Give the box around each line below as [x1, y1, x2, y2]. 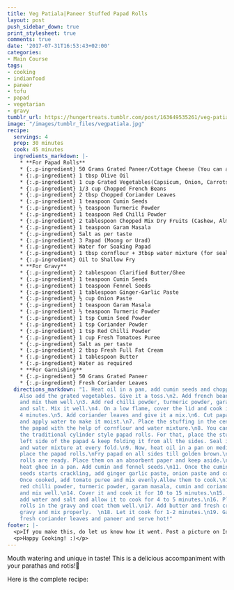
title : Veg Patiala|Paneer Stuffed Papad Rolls [7, 10, 148, 17]
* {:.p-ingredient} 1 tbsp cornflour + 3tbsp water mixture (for [19, 250, 214, 257]
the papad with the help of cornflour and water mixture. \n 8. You [19, 424, 217, 432]
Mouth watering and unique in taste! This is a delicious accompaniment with [7, 554, 226, 562]
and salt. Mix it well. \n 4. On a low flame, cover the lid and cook [19, 405, 223, 412]
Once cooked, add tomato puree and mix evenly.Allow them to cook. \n [19, 476, 226, 483]
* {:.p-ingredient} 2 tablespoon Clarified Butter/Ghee [19, 269, 186, 276]
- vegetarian [7, 101, 45, 108]
